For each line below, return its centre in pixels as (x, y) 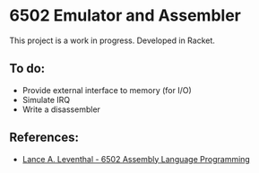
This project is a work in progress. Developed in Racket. (112, 40)
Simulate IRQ (46, 99)
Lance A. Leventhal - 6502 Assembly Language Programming (136, 159)
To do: (27, 69)
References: (44, 138)
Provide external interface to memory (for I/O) (107, 90)
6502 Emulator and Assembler (125, 16)
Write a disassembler (61, 109)
